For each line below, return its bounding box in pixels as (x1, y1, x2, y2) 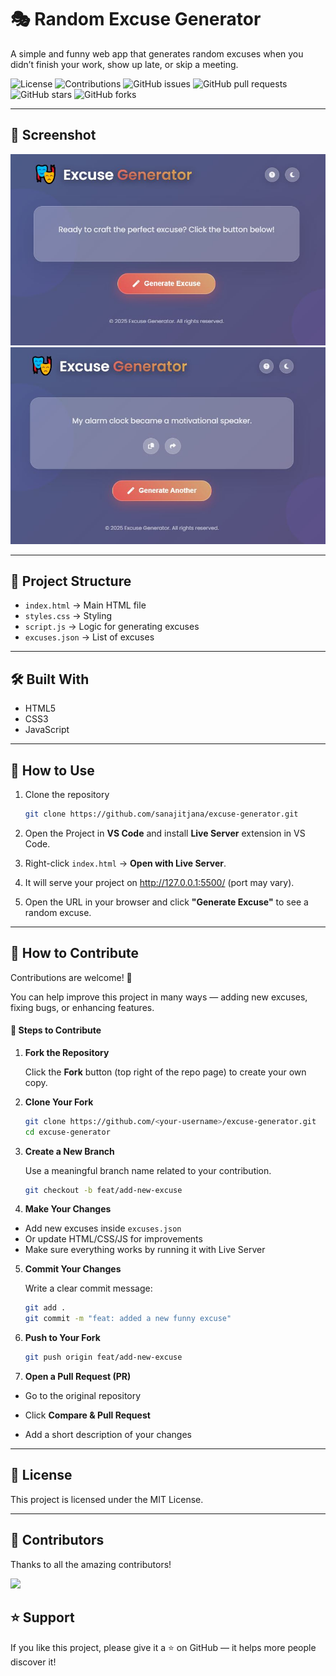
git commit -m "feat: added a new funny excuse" (24, 1314, 232, 1324)
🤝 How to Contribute (10, 945, 140, 962)
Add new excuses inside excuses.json (24, 1222, 182, 1235)
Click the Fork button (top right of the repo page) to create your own (24, 1066, 307, 1078)
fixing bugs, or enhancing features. (10, 1001, 155, 1013)
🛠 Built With (10, 671, 90, 688)
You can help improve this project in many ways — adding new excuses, (10, 991, 308, 1003)
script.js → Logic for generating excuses (24, 621, 200, 633)
